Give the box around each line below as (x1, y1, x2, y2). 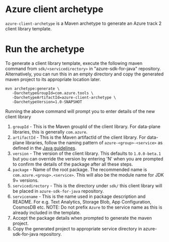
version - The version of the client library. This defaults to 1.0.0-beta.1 (12, 150, 161, 156)
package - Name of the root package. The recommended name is (12, 166, 147, 173)
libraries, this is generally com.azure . (12, 129, 88, 135)
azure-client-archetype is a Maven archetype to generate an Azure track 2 (5, 20, 162, 26)
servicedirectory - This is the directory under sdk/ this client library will (12, 182, 162, 188)
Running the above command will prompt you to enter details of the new (5, 108, 155, 114)
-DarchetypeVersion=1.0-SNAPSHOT (12, 99, 82, 104)
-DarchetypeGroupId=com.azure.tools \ (12, 90, 94, 96)
